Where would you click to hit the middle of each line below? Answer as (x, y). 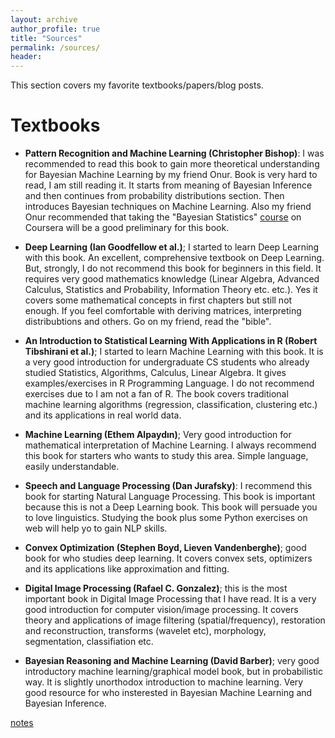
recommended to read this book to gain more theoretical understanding (172, 164)
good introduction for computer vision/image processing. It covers (161, 610)
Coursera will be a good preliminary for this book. (127, 228)
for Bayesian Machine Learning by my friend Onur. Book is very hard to (171, 175)
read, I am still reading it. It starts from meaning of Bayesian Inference (168, 185)
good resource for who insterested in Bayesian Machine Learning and (168, 693)
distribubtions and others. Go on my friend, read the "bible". (148, 322)
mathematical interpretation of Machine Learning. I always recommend (170, 445)
